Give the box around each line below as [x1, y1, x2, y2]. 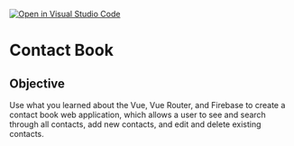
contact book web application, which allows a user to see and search [9, 109, 266, 120]
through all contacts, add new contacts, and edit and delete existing [9, 119, 262, 130]
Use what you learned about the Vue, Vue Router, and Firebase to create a [9, 100, 286, 110]
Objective [9, 76, 66, 91]
